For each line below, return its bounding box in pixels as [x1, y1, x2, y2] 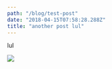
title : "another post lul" [7, 23, 85, 29]
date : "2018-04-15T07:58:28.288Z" [7, 16, 107, 23]
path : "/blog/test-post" [7, 10, 78, 17]
